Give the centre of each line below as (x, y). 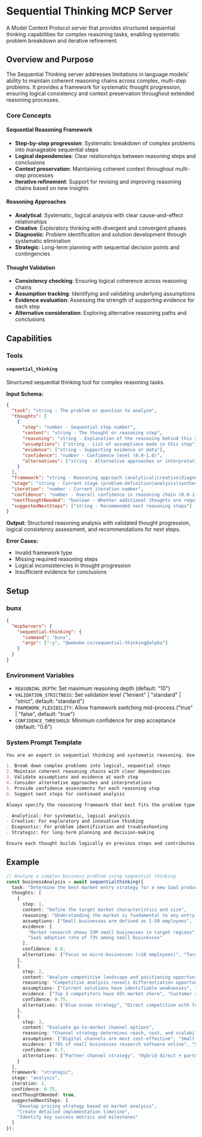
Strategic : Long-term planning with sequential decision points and (97, 247)
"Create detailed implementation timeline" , (74, 1112)
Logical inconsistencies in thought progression (73, 566)
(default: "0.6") (33, 727)
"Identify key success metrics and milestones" (78, 1117)
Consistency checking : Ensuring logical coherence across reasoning (101, 281)
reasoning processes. (33, 100)
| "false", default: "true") (45, 714)
